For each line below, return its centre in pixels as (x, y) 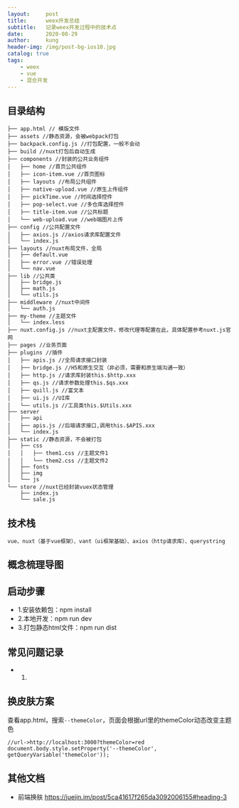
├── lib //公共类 (31, 276)
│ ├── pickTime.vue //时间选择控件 (60, 197)
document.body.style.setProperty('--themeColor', (83, 748)
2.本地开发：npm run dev (55, 619)
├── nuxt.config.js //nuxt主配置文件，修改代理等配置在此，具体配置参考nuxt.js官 (119, 330)
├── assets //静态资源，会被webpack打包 (63, 137)
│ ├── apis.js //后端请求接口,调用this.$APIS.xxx (81, 426)
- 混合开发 (34, 80)
